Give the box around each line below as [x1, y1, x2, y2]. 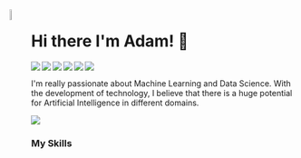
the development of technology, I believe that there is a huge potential [31, 87, 293, 98]
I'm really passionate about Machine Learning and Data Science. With [31, 77, 292, 89]
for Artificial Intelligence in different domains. [31, 97, 199, 108]
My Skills [31, 136, 73, 149]
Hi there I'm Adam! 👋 [31, 31, 189, 52]
